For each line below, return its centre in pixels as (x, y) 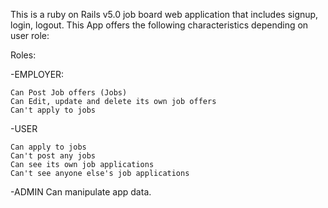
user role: (30, 35)
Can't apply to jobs (53, 110)
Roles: (23, 55)
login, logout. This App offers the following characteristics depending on (159, 25)
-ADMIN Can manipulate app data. (81, 192)
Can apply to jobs (48, 147)
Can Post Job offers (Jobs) (69, 93)
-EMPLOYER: (37, 74)
